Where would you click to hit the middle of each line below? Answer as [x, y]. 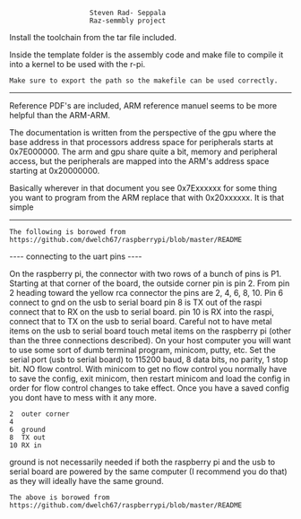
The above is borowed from [60, 497]
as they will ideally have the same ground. [86, 481]
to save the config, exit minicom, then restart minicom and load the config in [150, 378]
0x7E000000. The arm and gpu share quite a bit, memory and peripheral [143, 151]
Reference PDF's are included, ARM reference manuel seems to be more [143, 106]
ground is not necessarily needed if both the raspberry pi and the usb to [142, 462]
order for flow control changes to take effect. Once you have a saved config [149, 388]
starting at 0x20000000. [55, 171]
